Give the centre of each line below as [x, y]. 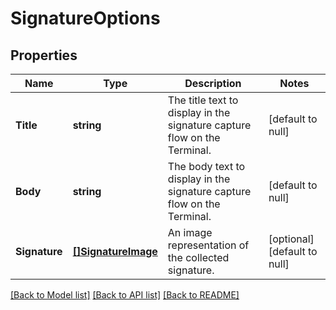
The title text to [203, 100]
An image [190, 232]
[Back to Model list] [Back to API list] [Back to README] [125, 295]
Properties [44, 55]
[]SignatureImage [115, 251]
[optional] [291, 239]
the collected [198, 257]
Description [213, 83]
